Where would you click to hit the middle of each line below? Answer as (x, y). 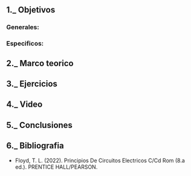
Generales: (23, 27)
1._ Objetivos (31, 10)
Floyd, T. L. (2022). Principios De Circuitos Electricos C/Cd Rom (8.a (100, 160)
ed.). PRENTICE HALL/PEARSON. (56, 167)
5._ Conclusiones (39, 125)
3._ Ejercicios (32, 84)
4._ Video (24, 105)
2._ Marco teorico (40, 63)
